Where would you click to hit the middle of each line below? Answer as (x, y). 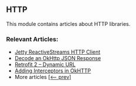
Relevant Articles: (32, 39)
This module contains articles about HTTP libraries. (68, 24)
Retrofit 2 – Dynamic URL (45, 65)
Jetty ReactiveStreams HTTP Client (57, 52)
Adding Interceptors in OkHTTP (53, 71)
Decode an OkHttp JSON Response (58, 58)
